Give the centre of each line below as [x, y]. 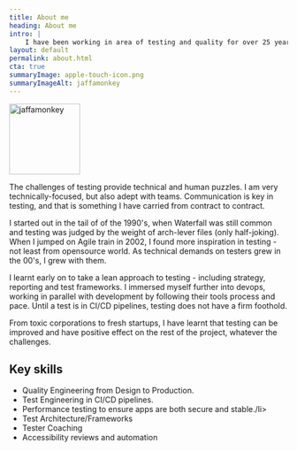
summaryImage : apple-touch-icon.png [76, 75]
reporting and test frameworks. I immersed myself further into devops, [137, 287]
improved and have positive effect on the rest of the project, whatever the [143, 332]
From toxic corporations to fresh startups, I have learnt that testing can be [144, 323]
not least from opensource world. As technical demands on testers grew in [145, 251]
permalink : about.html [51, 58]
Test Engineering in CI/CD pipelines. [88, 400]
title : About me [39, 17]
